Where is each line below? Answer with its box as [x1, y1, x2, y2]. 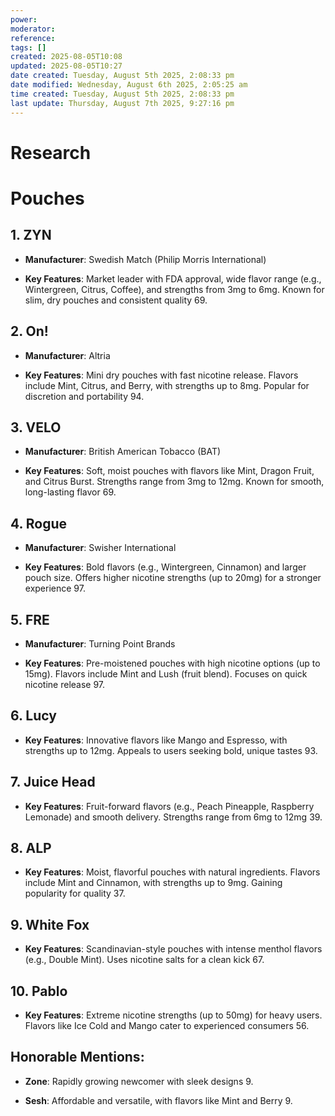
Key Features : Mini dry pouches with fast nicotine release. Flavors [24, 369, 299, 381]
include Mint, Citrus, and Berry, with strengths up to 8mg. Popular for [24, 379, 310, 391]
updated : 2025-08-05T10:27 [10, 61, 123, 71]
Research [10, 141, 92, 164]
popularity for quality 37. [24, 887, 126, 900]
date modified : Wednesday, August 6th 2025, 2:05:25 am [10, 80, 248, 90]
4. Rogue [10, 515, 68, 532]
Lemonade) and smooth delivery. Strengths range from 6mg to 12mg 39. [24, 811, 323, 823]
